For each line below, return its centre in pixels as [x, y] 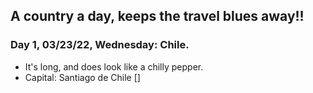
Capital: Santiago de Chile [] [82, 77]
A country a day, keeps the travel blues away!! [157, 16]
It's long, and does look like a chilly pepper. [114, 66]
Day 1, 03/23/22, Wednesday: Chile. [100, 45]
